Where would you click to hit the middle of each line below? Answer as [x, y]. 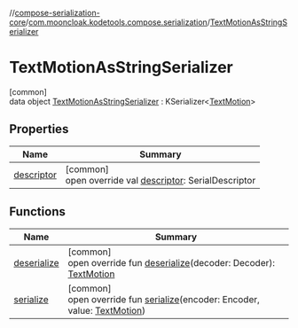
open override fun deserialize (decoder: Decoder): [172, 262]
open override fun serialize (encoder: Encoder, [164, 299]
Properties [39, 129]
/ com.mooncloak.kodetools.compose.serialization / [118, 22]
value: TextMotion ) [107, 310]
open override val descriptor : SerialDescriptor [161, 180]
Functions [38, 212]
